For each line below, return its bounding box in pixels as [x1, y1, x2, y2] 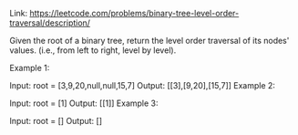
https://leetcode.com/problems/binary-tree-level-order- [29, 8, 240, 18]
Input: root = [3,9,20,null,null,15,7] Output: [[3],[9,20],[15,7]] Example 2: [9, 80, 276, 90]
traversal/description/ [9, 17, 91, 28]
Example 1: [9, 63, 50, 73]
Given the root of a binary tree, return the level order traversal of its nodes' [9, 36, 290, 46]
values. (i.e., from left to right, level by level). [9, 45, 177, 56]
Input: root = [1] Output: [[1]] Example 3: [9, 98, 159, 109]
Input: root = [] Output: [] [9, 116, 103, 126]
